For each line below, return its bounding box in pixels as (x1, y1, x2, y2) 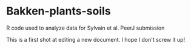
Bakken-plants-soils (6, 4, 111, 18)
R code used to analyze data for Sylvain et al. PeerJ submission (6, 24, 165, 31)
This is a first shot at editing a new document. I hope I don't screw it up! (6, 36, 186, 43)
